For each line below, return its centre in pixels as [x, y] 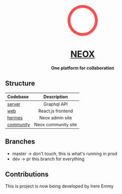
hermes [15, 118]
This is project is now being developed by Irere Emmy [60, 186]
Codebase [18, 97]
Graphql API [56, 104]
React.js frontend [56, 111]
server [14, 104]
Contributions [27, 174]
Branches [20, 142]
